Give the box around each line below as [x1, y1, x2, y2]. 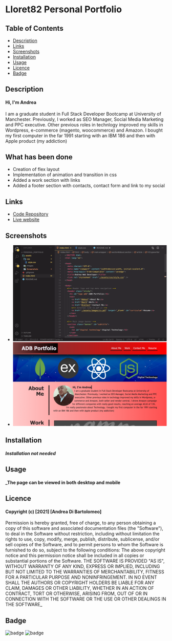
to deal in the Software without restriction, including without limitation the [5, 531, 160, 537]
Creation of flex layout [12, 166, 60, 173]
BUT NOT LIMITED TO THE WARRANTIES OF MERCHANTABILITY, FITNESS [5, 569, 165, 575]
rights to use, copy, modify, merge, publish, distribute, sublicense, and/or [5, 536, 160, 542]
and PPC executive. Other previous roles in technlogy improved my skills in [5, 121, 163, 127]
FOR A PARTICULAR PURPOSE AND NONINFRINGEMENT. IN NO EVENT [5, 574, 157, 581]
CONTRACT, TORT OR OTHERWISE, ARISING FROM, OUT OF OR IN [5, 590, 148, 597]
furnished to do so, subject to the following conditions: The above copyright [5, 547, 165, 553]
